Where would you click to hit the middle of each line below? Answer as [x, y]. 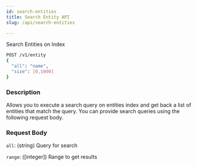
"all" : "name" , [30, 66]
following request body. [35, 118]
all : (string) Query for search [42, 145]
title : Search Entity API [38, 17]
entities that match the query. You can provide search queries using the [93, 111]
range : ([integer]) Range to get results [52, 157]
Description [23, 92]
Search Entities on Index [36, 44]
